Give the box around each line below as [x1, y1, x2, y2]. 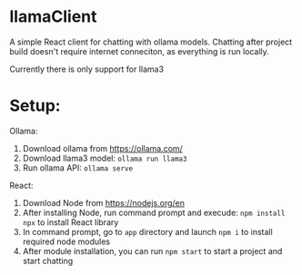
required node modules [22, 236, 111, 247]
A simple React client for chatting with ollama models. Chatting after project [9, 36, 293, 47]
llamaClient [9, 6, 97, 27]
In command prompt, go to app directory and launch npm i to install [22, 226, 273, 237]
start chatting [22, 255, 74, 266]
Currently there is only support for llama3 [9, 64, 165, 74]
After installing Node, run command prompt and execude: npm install [22, 207, 286, 218]
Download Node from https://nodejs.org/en [22, 197, 185, 208]
